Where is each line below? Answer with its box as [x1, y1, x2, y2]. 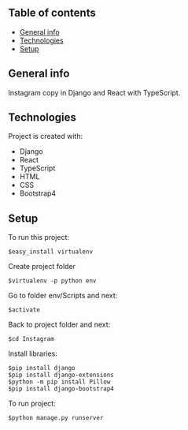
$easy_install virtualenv [8, 248, 93, 256]
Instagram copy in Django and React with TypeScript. [8, 88, 181, 97]
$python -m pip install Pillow [8, 378, 111, 386]
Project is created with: [8, 132, 83, 141]
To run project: [8, 398, 57, 409]
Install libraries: [8, 349, 57, 358]
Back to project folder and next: [8, 320, 111, 330]
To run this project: [8, 233, 69, 242]
